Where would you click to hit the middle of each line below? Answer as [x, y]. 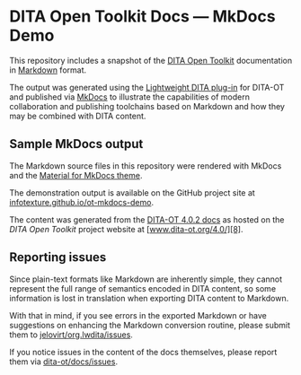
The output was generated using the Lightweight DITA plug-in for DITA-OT [147, 87]
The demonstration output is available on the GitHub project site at [133, 192]
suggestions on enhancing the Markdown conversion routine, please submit [150, 325]
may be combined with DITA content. [78, 116]
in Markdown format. [48, 70]
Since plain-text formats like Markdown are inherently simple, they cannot [146, 279]
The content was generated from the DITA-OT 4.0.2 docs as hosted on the [147, 219]
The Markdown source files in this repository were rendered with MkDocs [146, 166]
